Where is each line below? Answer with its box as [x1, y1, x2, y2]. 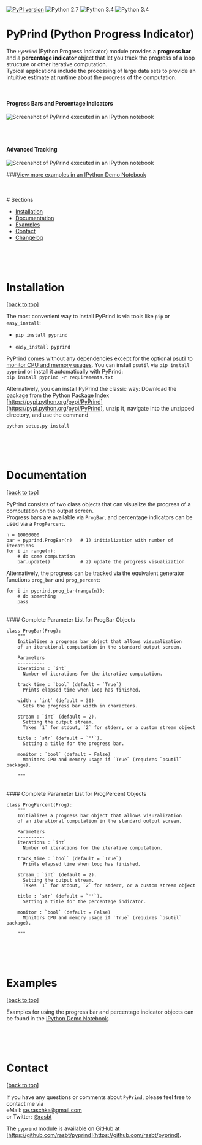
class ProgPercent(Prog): [6, 802, 72, 808]
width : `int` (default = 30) [17, 698, 95, 704]
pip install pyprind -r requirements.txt [6, 374, 114, 380]
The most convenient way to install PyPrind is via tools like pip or [6, 313, 170, 320]
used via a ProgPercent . [6, 520, 65, 528]
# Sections [6, 196, 34, 204]
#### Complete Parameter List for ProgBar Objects [6, 616, 136, 623]
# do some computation [17, 553, 75, 560]
